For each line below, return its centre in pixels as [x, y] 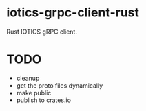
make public [34, 92]
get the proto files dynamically [60, 85]
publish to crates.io [44, 100]
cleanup [28, 78]
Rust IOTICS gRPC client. [42, 32]
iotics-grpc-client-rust [73, 13]
